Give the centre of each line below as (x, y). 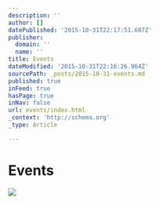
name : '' (29, 52)
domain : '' (33, 45)
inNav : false (29, 103)
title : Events (31, 60)
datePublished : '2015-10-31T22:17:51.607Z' (80, 30)
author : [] (26, 23)
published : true (34, 81)
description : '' (34, 15)
